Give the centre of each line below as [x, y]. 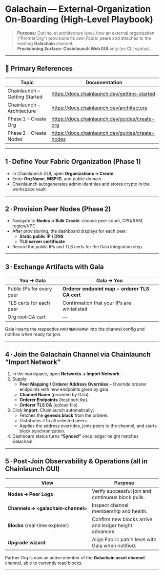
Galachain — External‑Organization [78, 9]
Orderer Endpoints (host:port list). [54, 400]
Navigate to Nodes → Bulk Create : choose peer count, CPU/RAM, [78, 221]
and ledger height [112, 525]
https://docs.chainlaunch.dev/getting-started [103, 94]
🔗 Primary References [39, 69]
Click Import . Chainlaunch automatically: [53, 410]
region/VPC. [24, 226]
